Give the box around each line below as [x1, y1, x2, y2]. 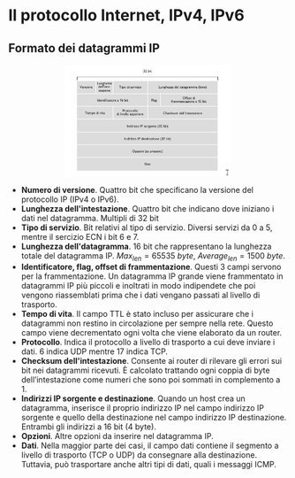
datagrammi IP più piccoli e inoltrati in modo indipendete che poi [20, 281, 256, 291]
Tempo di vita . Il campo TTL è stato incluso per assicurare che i [20, 309, 253, 320]
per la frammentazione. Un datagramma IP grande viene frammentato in [20, 271, 284, 281]
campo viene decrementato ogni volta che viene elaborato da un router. [20, 328, 283, 338]
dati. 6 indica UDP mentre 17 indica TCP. [20, 346, 169, 357]
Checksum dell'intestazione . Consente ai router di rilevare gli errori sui [20, 356, 283, 366]
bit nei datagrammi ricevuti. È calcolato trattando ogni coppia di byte [20, 365, 270, 376]
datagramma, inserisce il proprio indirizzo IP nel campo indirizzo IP [20, 403, 265, 413]
